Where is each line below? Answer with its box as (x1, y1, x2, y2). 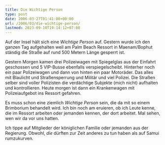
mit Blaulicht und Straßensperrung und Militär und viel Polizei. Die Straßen (5, 75, 156, 81)
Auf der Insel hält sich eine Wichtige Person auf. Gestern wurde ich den (5, 39, 150, 45)
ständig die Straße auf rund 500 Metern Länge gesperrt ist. (5, 50, 126, 56)
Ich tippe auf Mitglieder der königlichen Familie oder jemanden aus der (5, 125, 149, 131)
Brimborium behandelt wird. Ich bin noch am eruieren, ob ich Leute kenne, (5, 105, 156, 111)
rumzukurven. (5, 136, 33, 142)
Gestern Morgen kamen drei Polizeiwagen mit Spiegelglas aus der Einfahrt (5, 59, 156, 65)
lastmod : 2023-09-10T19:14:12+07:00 (5, 26, 80, 30)
